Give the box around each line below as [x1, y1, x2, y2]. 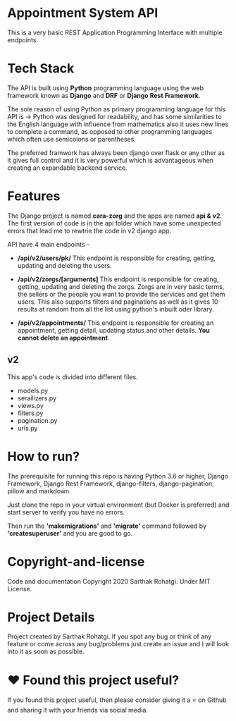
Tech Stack [7, 61, 75, 77]
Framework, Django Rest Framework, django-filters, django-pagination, [7, 479, 215, 488]
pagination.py [17, 416, 58, 424]
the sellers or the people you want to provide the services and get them [17, 290, 225, 298]
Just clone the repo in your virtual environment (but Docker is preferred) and [7, 500, 230, 509]
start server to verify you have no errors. [7, 507, 125, 516]
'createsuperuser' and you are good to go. [7, 529, 133, 537]
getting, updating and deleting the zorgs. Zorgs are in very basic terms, [17, 282, 225, 290]
